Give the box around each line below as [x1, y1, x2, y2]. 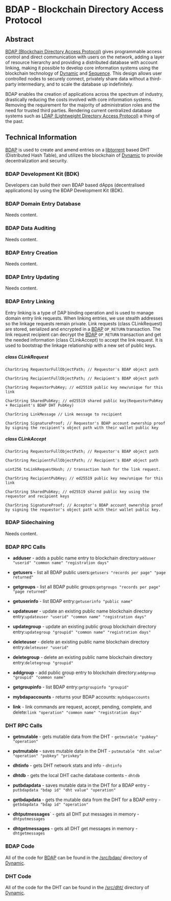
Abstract [5, 35, 34, 44]
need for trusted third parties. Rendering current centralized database [5, 108, 152, 113]
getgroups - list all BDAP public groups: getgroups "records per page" [12, 584, 161, 590]
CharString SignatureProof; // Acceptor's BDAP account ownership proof [5, 502, 163, 508]
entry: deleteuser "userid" [12, 644, 69, 651]
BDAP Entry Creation [5, 249, 58, 256]
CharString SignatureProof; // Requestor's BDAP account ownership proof [5, 421, 166, 426]
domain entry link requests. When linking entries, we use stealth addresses [5, 315, 163, 321]
